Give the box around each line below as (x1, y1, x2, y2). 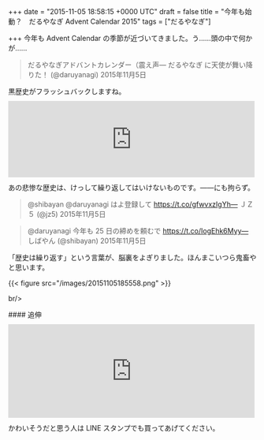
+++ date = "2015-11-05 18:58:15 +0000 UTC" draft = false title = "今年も (8, 7, 246, 16)
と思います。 (8, 263, 50, 272)
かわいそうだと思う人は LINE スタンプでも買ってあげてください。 (8, 423, 220, 432)
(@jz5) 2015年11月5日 (36, 210, 106, 218)
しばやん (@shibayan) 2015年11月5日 (27, 236, 147, 245)
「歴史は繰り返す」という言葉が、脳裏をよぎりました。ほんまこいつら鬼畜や (8, 253, 257, 262)
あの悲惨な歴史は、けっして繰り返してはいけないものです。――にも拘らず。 (8, 183, 255, 192)
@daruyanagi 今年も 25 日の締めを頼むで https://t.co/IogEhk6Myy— (27, 226, 249, 235)
